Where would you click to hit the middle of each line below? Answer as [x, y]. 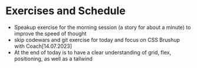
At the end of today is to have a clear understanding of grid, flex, [93, 52]
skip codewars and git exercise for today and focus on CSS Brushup [97, 40]
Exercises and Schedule [66, 11]
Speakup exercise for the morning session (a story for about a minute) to [102, 27]
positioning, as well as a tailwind [53, 59]
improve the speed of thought [50, 33]
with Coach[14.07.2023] [43, 46]
